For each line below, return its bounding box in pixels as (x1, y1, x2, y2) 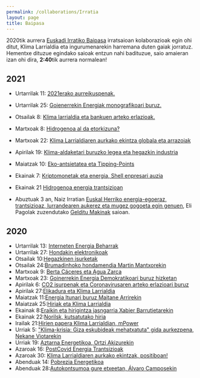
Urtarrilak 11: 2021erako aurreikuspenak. (15, 90, 115, 97)
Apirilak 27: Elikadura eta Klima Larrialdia (15, 288, 115, 294)
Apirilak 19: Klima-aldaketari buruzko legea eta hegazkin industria (15, 149, 178, 156)
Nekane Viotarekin (15, 332, 62, 340)
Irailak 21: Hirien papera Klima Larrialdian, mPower (15, 320, 139, 326)
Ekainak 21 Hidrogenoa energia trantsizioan (15, 184, 123, 191)
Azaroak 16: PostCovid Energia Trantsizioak (15, 345, 124, 353)
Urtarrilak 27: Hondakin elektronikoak (15, 249, 108, 255)
